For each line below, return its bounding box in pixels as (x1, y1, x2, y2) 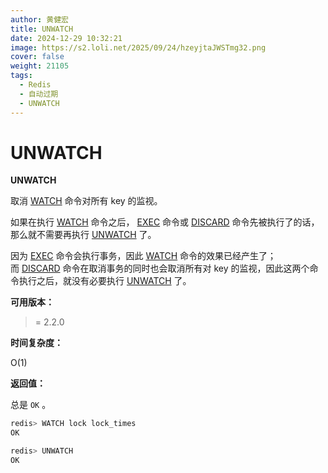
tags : (10, 71, 33, 81)
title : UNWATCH (10, 24, 74, 34)
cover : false (10, 52, 65, 62)
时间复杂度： (10, 337, 63, 349)
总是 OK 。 (10, 399, 52, 411)
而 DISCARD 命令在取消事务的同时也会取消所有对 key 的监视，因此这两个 (10, 262, 310, 275)
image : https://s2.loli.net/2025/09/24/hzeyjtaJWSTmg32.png (10, 42, 267, 53)
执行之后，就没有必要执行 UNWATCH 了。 (18, 275, 192, 287)
